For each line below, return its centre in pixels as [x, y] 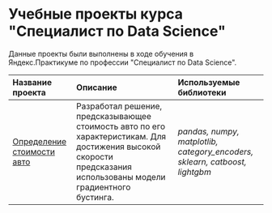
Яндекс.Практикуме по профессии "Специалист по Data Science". [123, 62]
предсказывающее [114, 116]
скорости [95, 156]
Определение [40, 141]
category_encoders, [215, 151]
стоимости [34, 151]
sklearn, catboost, [212, 161]
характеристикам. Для [121, 136]
